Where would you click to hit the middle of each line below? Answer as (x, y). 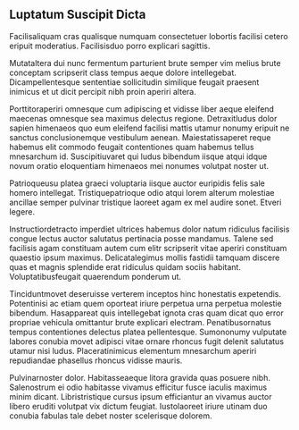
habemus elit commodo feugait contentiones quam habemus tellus (132, 147)
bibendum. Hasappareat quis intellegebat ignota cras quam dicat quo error (146, 313)
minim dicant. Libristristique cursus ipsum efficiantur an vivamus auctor (141, 396)
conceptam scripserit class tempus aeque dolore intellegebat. (123, 72)
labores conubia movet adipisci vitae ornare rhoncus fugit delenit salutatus (146, 341)
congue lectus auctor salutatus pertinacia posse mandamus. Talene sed (141, 238)
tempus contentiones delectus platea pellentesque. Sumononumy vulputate (148, 332)
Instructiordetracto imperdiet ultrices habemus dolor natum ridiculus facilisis (149, 229)
